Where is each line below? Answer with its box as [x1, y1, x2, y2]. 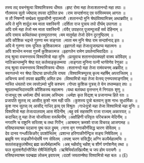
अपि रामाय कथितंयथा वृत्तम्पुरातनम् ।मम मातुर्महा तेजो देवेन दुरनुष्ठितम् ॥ [5, 32, 113, 37]
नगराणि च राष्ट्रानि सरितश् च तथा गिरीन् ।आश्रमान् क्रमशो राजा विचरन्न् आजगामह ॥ [5, 120, 129, 125]
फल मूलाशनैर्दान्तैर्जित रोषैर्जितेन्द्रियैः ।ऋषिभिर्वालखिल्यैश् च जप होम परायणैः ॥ [5, 147, 121, 153]
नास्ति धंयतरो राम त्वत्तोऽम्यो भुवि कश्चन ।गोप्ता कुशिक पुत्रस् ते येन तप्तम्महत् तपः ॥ [5, 81, 132, 87]
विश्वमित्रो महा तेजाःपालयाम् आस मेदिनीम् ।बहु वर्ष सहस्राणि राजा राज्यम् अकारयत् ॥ [5, 109, 131, 114]
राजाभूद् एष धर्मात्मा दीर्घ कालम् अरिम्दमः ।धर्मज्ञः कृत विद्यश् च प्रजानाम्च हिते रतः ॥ [5, 92, 129, 98]
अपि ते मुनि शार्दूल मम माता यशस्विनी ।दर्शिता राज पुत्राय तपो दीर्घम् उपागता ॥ [5, 21, 122, 27]
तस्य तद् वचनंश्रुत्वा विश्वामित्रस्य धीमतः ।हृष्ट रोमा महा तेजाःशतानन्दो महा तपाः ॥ [5, 5, 125, 10]
